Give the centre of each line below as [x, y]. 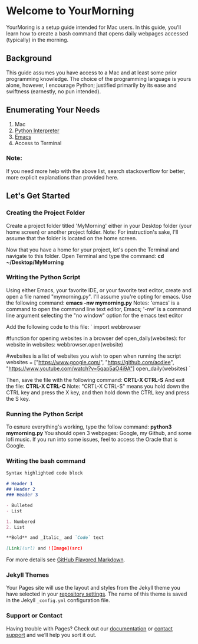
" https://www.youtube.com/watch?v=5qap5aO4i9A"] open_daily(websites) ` [98, 368]
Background [29, 58]
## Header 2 [21, 489]
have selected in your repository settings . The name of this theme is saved [97, 594]
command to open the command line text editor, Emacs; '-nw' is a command [99, 309]
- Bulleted [19, 505]
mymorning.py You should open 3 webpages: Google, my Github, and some [99, 433]
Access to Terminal [38, 143]
